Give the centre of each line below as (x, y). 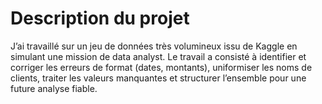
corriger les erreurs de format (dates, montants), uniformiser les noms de (161, 67)
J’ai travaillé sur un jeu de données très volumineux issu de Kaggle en (154, 46)
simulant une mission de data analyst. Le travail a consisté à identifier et (158, 56)
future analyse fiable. (54, 88)
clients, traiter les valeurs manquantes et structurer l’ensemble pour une (158, 78)
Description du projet (100, 18)
